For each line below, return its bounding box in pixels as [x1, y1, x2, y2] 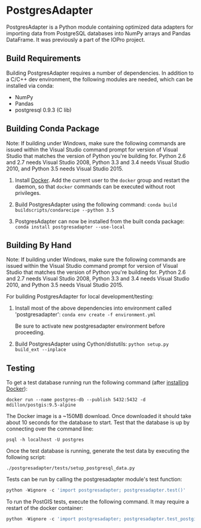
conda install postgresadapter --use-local [14, 224, 126, 230]
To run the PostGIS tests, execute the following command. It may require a [6, 498, 190, 505]
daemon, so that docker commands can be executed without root [14, 183, 175, 190]
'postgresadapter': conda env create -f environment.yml [14, 311, 156, 318]
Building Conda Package [6, 124, 100, 134]
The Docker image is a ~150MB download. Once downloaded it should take [6, 413, 191, 420]
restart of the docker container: [6, 505, 84, 512]
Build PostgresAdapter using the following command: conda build [14, 201, 178, 208]
